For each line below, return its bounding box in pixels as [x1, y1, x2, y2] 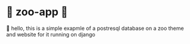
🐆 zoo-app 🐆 [6, 5, 68, 19]
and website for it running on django [6, 31, 96, 38]
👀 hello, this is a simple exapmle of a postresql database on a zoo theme [6, 25, 184, 32]
